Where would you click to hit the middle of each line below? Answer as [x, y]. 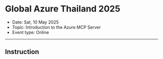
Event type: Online [31, 32]
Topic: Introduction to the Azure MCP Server [56, 27]
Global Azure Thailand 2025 [63, 9]
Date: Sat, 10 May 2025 [35, 22]
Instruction [22, 52]
